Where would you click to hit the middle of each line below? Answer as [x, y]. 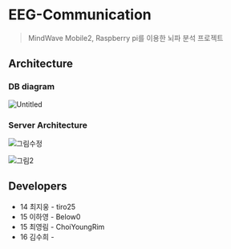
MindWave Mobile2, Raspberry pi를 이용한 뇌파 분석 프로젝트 [126, 38]
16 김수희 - [37, 237]
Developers [38, 186]
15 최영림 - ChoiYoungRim [62, 227]
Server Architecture [48, 124]
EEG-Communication [80, 15]
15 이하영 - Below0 [50, 216]
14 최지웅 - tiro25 [48, 206]
